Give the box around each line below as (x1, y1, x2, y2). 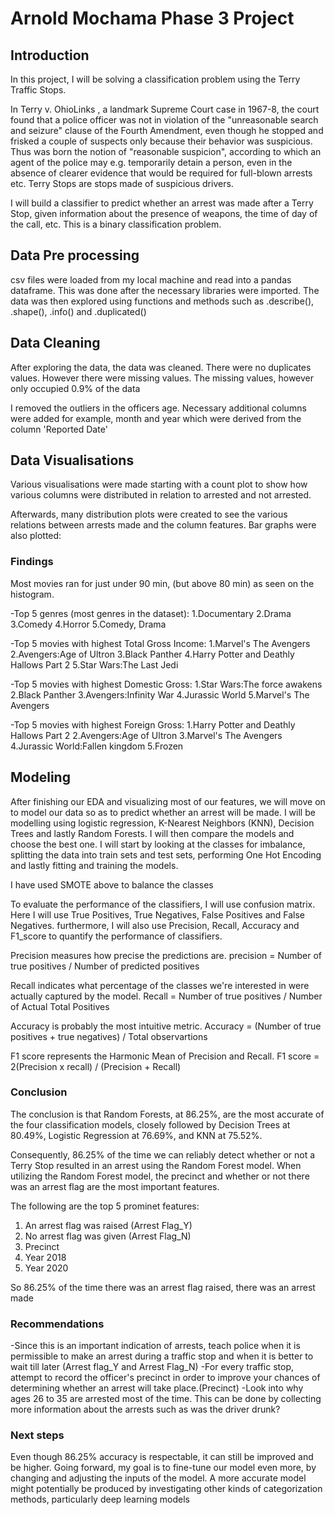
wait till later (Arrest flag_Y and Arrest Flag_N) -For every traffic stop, (10, 1361, 295, 1373)
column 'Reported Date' (10, 423, 108, 435)
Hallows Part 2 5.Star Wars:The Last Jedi (10, 658, 179, 671)
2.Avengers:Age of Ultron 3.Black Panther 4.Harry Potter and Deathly (10, 648, 295, 660)
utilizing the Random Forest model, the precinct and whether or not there (10, 1170, 310, 1182)
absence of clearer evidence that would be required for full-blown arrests (10, 167, 313, 179)
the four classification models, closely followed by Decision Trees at (10, 1118, 291, 1131)
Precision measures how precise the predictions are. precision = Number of (10, 949, 323, 961)
